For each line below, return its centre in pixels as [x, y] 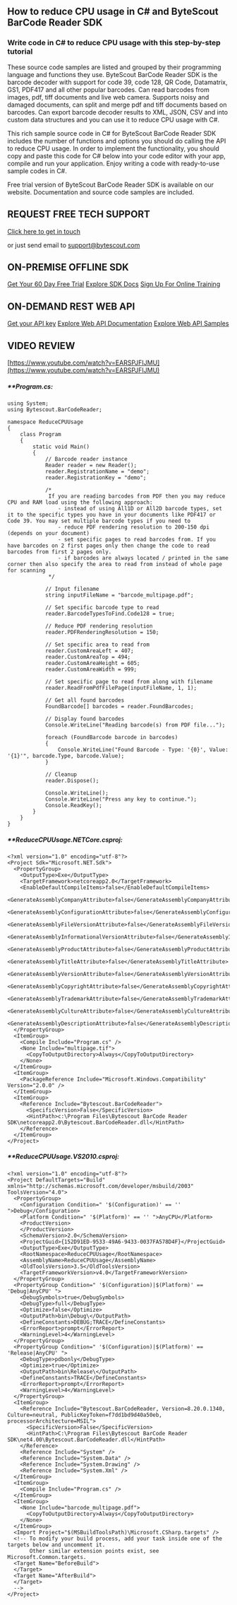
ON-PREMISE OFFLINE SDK [68, 267]
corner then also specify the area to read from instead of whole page [115, 564]
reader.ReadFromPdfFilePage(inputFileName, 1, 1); [121, 688]
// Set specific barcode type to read [102, 607]
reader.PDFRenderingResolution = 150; [102, 632]
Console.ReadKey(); [73, 805]
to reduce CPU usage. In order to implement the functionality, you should [114, 148]
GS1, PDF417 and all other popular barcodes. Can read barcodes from [108, 89]
